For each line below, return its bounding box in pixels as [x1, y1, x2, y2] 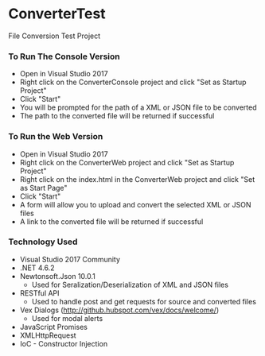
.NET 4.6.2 [19, 263, 55, 273]
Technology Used [8, 236, 78, 247]
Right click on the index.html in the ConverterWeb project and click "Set [19, 174, 255, 184]
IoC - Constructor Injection [19, 339, 108, 348]
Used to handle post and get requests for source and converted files [31, 296, 257, 306]
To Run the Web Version [8, 131, 103, 142]
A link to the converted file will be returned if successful [19, 216, 204, 226]
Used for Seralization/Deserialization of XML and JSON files [31, 280, 229, 289]
